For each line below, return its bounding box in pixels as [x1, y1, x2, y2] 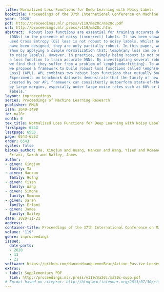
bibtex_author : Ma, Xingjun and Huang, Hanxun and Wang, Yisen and [5, 148, 145, 153]
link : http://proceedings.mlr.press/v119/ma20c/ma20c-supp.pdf [9, 275, 141, 280]
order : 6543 [5, 139, 29, 144]
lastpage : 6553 [5, 130, 36, 135]
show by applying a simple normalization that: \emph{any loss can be [9, 48, 156, 53]
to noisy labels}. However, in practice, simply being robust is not [9, 52, 154, 58]
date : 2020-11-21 [5, 216, 41, 221]
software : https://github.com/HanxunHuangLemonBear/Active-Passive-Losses [5, 261, 161, 266]
